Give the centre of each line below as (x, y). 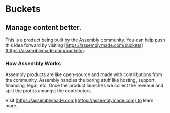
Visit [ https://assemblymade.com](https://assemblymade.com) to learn (79, 101)
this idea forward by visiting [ (36, 45)
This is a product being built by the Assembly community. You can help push (85, 40)
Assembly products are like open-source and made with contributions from (84, 74)
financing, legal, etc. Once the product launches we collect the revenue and (84, 85)
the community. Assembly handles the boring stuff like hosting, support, (81, 80)
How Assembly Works (33, 63)
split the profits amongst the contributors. (49, 91)
